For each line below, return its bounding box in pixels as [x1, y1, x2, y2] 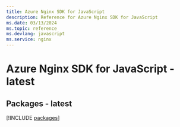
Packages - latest [6, 98, 72, 109]
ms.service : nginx [6, 36, 52, 42]
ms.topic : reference [6, 25, 58, 32]
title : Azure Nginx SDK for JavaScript [6, 8, 105, 15]
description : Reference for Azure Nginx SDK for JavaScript [6, 14, 159, 20]
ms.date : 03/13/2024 [6, 20, 58, 26]
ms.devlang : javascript [6, 31, 65, 37]
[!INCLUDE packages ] [6, 114, 60, 121]
